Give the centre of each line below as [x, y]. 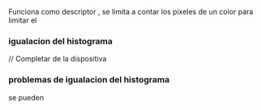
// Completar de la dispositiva [58, 59]
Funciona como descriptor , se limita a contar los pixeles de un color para [131, 12]
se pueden [26, 97]
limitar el [23, 20]
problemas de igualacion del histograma [89, 80]
